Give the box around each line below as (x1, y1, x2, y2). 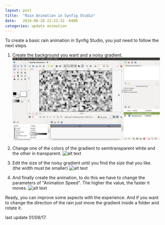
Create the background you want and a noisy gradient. (12, 52, 123, 58)
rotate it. (5, 205, 22, 211)
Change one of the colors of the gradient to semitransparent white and (12, 145, 156, 151)
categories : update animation (5, 24, 67, 28)
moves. (12, 185, 27, 191)
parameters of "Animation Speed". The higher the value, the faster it (12, 180, 150, 186)
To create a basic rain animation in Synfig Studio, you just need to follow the (5, 37, 159, 44)
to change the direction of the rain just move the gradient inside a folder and (5, 200, 160, 206)
